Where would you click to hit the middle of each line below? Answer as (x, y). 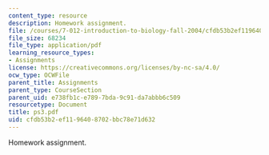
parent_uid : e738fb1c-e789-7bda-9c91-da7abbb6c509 (94, 97)
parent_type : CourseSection (55, 90)
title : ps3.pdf (34, 113)
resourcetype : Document (48, 105)
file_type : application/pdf (55, 46)
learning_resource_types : (51, 53)
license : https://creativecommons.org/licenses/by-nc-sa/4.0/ (114, 68)
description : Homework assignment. (68, 23)
